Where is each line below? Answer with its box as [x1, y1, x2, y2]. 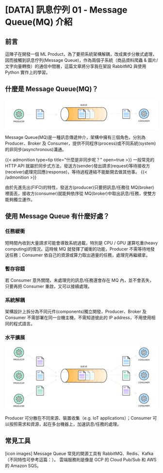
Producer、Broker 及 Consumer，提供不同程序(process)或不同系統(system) [5, 140, 156, 146]
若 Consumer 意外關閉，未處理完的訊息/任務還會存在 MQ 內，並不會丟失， [5, 277, 154, 283]
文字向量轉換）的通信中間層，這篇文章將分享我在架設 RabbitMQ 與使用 [5, 64, 147, 69]
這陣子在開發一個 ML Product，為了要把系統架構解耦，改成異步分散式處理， [5, 51, 157, 57]
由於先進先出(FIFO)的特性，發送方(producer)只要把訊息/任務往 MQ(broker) [5, 185, 154, 190]
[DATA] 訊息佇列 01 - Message [5, 4, 128, 16]
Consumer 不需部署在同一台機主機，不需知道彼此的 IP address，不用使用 [5, 315, 151, 321]
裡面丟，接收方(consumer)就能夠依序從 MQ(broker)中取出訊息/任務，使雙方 [5, 190, 156, 197]
